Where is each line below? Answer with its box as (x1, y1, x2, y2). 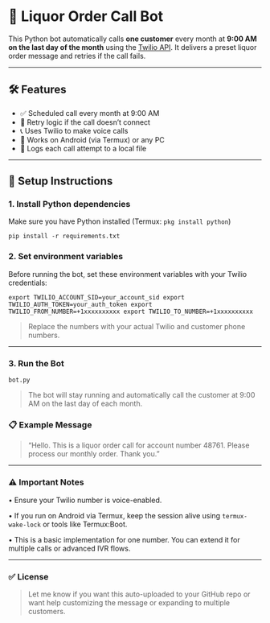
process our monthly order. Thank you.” (27, 449, 160, 459)
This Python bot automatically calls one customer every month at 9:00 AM (8, 34, 257, 43)
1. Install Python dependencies (8, 199, 131, 210)
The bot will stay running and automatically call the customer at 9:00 (27, 390, 256, 400)
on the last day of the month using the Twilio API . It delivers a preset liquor (8, 42, 257, 52)
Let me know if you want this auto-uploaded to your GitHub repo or (27, 589, 251, 599)
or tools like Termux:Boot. (43, 519, 128, 529)
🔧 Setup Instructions (8, 175, 113, 188)
